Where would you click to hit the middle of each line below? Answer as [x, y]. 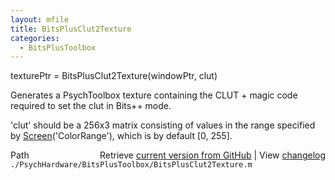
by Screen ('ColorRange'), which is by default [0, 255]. [121, 136]
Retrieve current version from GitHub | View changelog [212, 155]
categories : [35, 38]
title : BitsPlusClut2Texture [71, 29]
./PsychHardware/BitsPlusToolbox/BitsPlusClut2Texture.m [131, 165]
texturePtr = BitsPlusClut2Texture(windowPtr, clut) [114, 76]
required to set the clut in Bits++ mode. [91, 106]
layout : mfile [40, 19]
